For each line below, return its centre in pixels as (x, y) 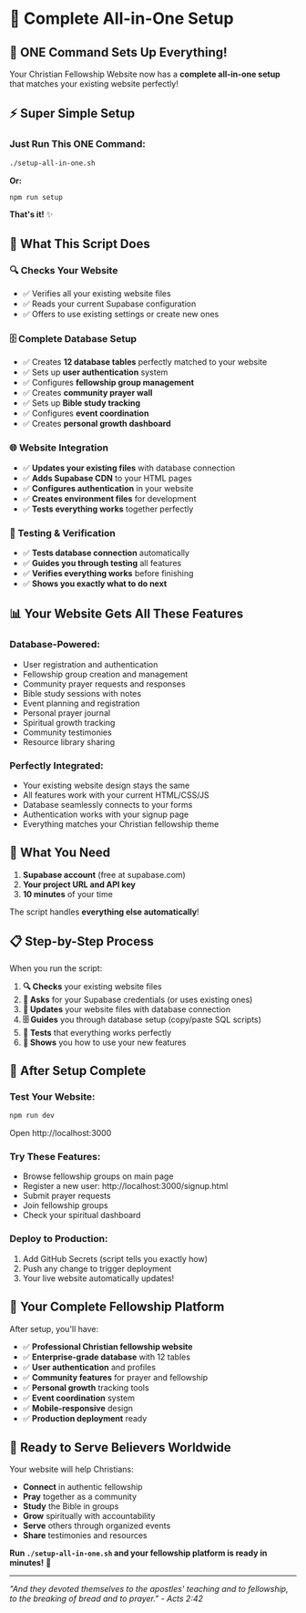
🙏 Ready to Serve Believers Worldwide (121, 1448)
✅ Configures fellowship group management (108, 383)
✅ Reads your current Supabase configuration (109, 304)
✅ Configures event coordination (86, 413)
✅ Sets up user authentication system (95, 372)
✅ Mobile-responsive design (78, 1408)
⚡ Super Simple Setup (72, 114)
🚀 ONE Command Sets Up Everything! (118, 52)
